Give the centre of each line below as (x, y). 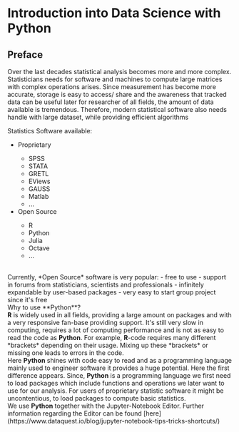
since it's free (27, 300)
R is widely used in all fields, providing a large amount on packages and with (119, 315)
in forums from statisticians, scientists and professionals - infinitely (106, 284)
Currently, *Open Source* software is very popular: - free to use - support (117, 277)
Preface (25, 55)
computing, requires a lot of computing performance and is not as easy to (116, 330)
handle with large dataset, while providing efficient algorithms (98, 117)
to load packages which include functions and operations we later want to (116, 383)
